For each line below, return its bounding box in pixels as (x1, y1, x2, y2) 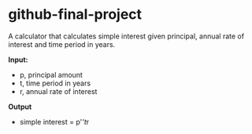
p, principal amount (19, 70, 83, 79)
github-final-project (8, 5, 143, 24)
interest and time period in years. (8, 39, 116, 49)
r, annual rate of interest (19, 86, 98, 96)
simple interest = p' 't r (19, 117, 90, 126)
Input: (8, 55, 28, 64)
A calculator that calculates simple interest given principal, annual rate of (8, 31, 245, 41)
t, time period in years (19, 78, 91, 88)
